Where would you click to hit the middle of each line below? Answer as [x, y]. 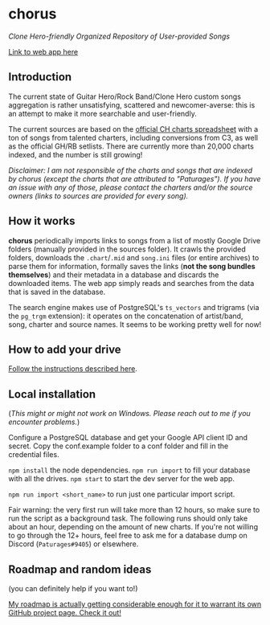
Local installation [52, 394]
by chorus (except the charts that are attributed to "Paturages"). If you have [135, 178]
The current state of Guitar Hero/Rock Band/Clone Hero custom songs [125, 96]
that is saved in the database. [57, 292]
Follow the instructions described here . [73, 369]
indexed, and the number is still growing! [76, 154]
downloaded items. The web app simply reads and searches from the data [131, 283]
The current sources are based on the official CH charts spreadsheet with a [133, 129]
